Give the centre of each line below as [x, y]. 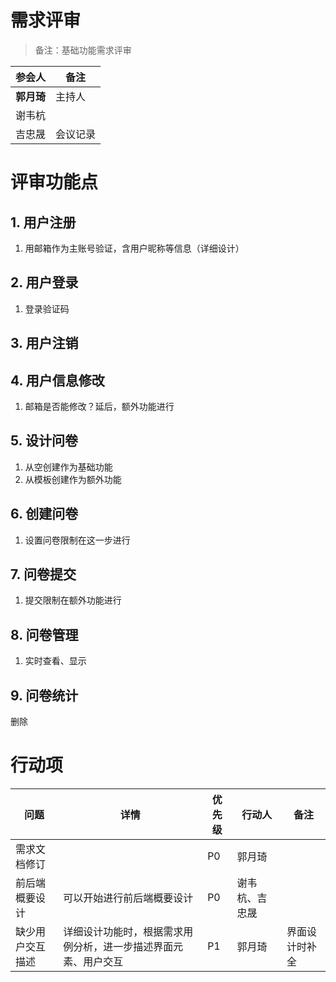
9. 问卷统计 [44, 695]
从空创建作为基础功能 [68, 467]
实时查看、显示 [55, 661]
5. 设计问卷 [44, 441]
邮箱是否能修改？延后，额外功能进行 [99, 406]
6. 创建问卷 [44, 514]
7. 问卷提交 [43, 574]
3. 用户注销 [44, 343]
